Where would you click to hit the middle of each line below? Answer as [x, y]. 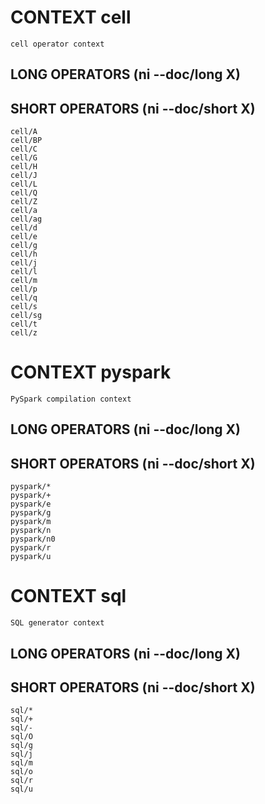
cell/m [24, 281]
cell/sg [26, 316]
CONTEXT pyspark [91, 372]
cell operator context [57, 44]
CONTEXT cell [71, 17]
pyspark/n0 [33, 539]
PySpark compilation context [71, 399]
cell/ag [26, 219]
